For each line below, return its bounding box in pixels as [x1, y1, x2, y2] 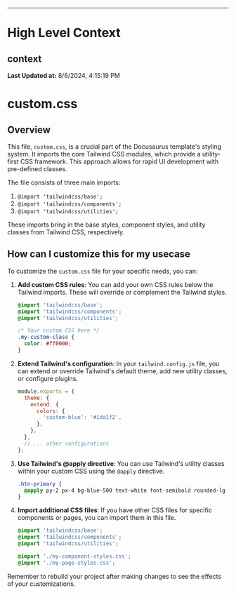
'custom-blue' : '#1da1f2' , [43, 414, 122, 421]
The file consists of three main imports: [7, 178, 121, 187]
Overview [7, 123, 51, 135]
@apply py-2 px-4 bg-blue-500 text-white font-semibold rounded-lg [24, 487, 226, 494]
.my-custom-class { [17, 334, 75, 341]
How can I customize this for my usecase [7, 248, 191, 260]
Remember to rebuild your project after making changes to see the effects [7, 572, 222, 580]
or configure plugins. [17, 374, 79, 382]
